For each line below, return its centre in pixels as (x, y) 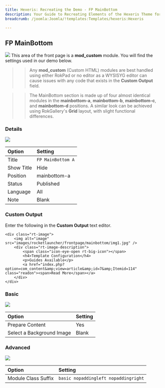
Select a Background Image (39, 333)
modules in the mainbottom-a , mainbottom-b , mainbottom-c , (93, 101)
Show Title (20, 168)
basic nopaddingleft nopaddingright (101, 378)
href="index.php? (47, 264)
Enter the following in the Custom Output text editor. (58, 225)
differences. (41, 117)
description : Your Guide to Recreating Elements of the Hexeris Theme (79, 14)
